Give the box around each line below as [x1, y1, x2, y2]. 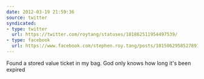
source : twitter [6, 15, 47, 21]
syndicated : [6, 20, 36, 26]
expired [6, 66, 25, 73]
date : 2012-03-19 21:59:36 [6, 9, 75, 15]
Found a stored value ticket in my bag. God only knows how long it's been [6, 59, 191, 67]
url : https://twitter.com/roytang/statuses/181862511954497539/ [12, 32, 178, 38]
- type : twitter [6, 26, 47, 32]
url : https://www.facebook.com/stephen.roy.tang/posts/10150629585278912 [12, 43, 202, 49]
